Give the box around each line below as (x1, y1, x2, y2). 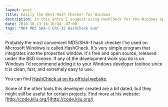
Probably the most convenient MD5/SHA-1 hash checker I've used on (5, 39, 148, 45)
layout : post (5, 7, 32, 12)
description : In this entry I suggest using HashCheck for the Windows (5, 16, 157, 21)
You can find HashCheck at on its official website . (5, 76, 107, 82)
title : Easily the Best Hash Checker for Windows (5, 12, 111, 17)
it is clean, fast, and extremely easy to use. (5, 66, 93, 72)
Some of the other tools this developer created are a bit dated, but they (5, 85, 151, 91)
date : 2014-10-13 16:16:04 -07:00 (5, 21, 77, 26)
